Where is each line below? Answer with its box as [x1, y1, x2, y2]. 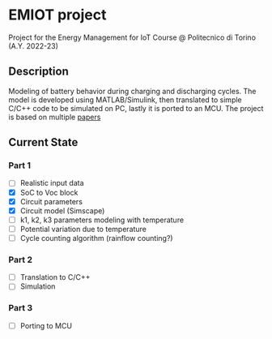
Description [8, 65, 69, 79]
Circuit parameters [19, 196, 83, 206]
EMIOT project [8, 6, 107, 24]
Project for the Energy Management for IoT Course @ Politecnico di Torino [8, 32, 257, 42]
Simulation [19, 281, 56, 291]
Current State [8, 135, 79, 149]
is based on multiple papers [8, 112, 101, 122]
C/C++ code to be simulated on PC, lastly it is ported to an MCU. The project [8, 103, 264, 113]
